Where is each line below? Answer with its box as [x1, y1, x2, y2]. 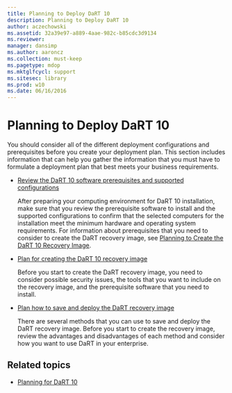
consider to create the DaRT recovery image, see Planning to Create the [17, 234, 224, 242]
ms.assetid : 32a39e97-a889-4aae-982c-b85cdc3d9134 [7, 29, 157, 37]
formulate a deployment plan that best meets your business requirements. [7, 162, 219, 171]
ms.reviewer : [7, 36, 45, 43]
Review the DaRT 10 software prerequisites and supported [17, 176, 184, 185]
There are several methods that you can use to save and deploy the [17, 317, 210, 326]
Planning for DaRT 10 [17, 378, 78, 386]
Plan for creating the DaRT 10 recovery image [17, 255, 148, 263]
